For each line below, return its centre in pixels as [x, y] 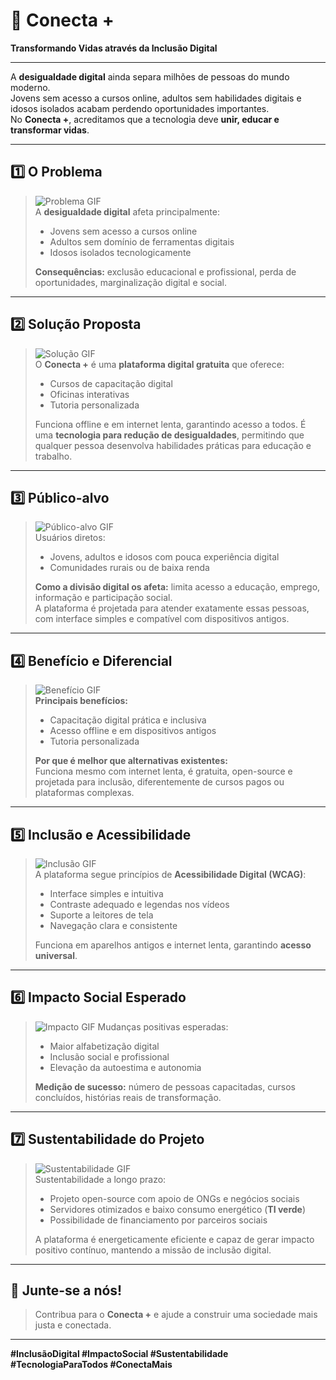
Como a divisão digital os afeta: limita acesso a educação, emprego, [177, 587]
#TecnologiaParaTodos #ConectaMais [91, 1365]
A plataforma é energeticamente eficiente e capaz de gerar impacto [174, 1239]
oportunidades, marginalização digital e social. [131, 282]
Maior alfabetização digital [104, 1046]
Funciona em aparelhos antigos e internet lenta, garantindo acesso [173, 945]
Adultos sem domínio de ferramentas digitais [142, 241]
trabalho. [53, 456]
